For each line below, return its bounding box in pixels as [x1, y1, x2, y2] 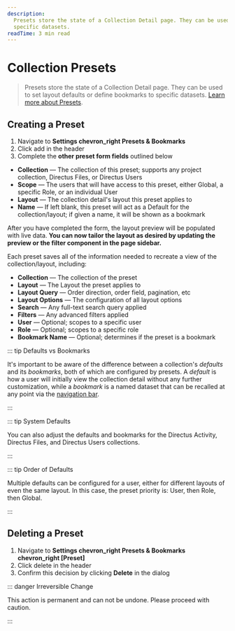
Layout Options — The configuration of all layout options [17, 296, 183, 304]
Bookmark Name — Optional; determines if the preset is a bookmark [17, 333, 216, 341]
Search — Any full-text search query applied [17, 303, 147, 311]
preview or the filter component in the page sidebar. [7, 239, 162, 247]
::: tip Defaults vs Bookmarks [7, 346, 90, 355]
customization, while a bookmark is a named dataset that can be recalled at [7, 383, 225, 391]
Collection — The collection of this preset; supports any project [17, 165, 201, 174]
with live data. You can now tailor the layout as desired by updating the [7, 231, 215, 239]
